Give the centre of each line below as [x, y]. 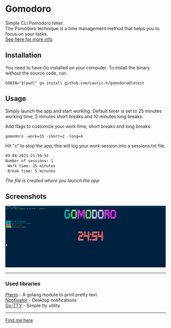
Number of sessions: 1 [29, 161]
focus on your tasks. [27, 34]
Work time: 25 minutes [32, 166]
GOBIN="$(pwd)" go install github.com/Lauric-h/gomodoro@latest [75, 83]
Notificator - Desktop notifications [41, 300]
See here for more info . [30, 39]
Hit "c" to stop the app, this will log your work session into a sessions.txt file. [85, 145]
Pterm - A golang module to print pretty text [51, 295]
